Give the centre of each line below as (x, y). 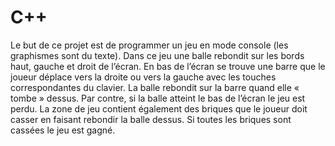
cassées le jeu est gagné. (63, 130)
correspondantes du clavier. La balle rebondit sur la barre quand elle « (155, 87)
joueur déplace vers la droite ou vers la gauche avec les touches (143, 77)
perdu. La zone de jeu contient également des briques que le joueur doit (159, 108)
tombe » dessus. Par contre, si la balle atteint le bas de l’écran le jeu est (158, 98)
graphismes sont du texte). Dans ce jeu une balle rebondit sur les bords (157, 55)
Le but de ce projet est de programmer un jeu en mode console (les (149, 45)
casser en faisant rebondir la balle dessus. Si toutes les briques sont (151, 119)
